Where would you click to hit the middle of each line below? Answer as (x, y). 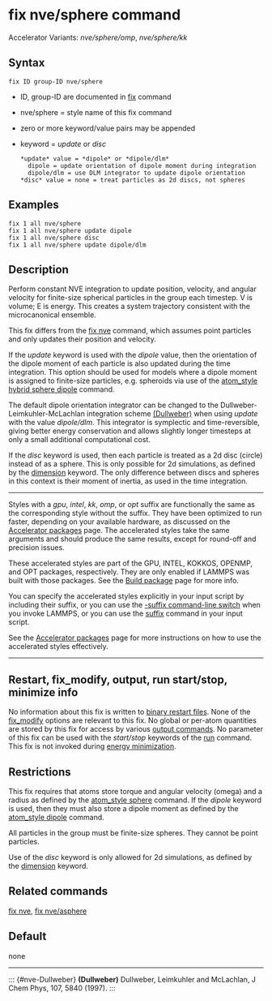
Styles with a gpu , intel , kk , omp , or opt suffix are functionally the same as (132, 505)
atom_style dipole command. (57, 817)
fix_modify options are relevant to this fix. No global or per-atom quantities (133, 720)
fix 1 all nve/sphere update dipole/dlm (78, 245)
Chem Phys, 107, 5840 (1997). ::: (62, 988)
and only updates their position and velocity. (82, 339)
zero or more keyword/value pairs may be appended (108, 128)
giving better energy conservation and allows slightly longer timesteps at (130, 431)
